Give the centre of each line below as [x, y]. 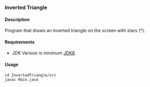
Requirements [20, 42]
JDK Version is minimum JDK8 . [44, 53]
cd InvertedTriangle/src [30, 75]
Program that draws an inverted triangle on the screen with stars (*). [75, 30]
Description [17, 19]
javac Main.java [21, 79]
